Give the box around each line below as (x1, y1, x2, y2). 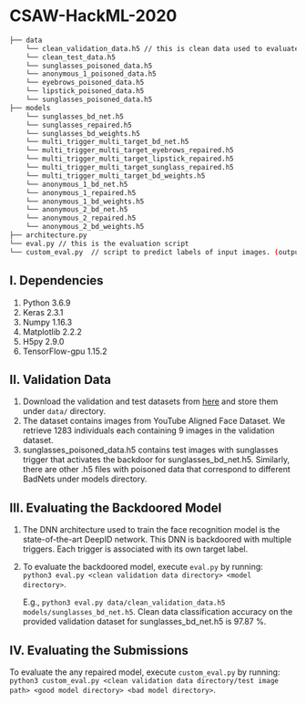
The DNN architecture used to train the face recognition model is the (22, 524, 280, 535)
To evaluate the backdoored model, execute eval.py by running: (22, 562, 264, 573)
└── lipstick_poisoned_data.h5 (25, 87, 145, 96)
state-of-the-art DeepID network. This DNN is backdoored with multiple (22, 534, 292, 545)
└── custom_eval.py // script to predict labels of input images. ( (9, 247, 280, 256)
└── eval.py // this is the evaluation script (9, 239, 189, 248)
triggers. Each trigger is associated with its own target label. (22, 544, 249, 554)
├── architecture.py (9, 231, 88, 240)
